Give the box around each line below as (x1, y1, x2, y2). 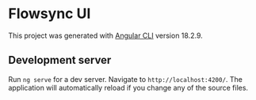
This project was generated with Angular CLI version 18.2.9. (8, 31, 204, 40)
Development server (8, 54, 112, 67)
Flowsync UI (8, 5, 91, 23)
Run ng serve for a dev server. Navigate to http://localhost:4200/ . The (8, 74, 243, 83)
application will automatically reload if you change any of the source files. (8, 83, 248, 92)
